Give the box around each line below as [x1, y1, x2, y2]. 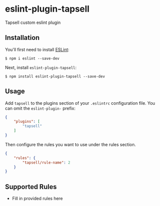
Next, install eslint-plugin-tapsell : [5, 64, 77, 70]
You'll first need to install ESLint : [5, 46, 69, 52]
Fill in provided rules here [12, 196, 63, 202]
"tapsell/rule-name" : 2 [22, 160, 70, 165]
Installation [5, 34, 40, 42]
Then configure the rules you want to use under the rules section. [5, 141, 136, 147]
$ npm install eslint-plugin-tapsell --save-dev [5, 74, 105, 79]
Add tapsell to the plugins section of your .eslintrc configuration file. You [5, 100, 155, 106]
